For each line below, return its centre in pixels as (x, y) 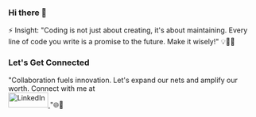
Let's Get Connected (49, 62)
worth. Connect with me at (52, 88)
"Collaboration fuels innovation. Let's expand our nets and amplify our (123, 80)
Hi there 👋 (28, 13)
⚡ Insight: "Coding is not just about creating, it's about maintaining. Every (128, 30)
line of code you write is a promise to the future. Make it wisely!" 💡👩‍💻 (122, 42)
